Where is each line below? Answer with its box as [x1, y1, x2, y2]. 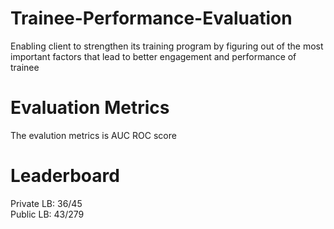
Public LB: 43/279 [10, 208, 85, 220]
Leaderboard [10, 165, 120, 187]
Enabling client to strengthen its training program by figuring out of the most [10, 40, 324, 52]
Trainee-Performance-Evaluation [10, 7, 293, 30]
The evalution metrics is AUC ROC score [10, 129, 177, 141]
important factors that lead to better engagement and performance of [10, 50, 297, 62]
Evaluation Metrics [10, 97, 170, 119]
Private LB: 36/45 [10, 197, 83, 209]
